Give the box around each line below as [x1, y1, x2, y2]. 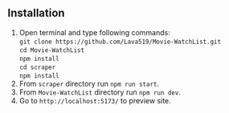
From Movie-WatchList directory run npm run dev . [18, 87, 182, 97]
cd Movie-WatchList [18, 46, 85, 54]
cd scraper [18, 63, 56, 71]
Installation [7, 6, 65, 20]
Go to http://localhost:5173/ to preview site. [18, 95, 172, 105]
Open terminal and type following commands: [18, 27, 170, 37]
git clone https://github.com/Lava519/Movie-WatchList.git [18, 38, 222, 46]
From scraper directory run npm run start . [18, 79, 160, 88]
